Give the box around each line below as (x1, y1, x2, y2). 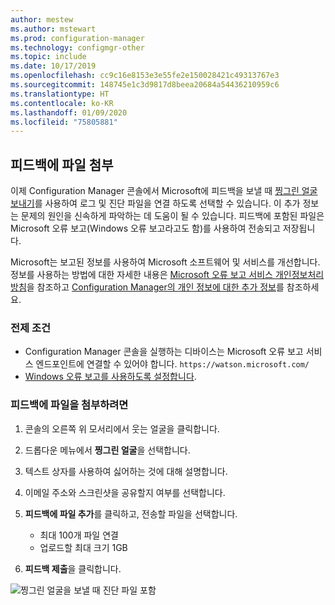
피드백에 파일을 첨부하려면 (10, 398, 129, 412)
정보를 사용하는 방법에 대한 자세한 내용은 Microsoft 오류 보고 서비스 (10, 269, 273, 281)
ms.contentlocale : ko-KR (10, 98, 114, 108)
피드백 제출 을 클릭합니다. (24, 562, 122, 575)
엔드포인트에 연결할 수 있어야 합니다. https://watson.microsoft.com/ (35, 358, 310, 370)
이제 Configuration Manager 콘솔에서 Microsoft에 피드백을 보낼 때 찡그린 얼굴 (10, 185, 318, 197)
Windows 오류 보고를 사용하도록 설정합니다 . (24, 371, 197, 383)
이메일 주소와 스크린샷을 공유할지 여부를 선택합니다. (24, 486, 226, 498)
